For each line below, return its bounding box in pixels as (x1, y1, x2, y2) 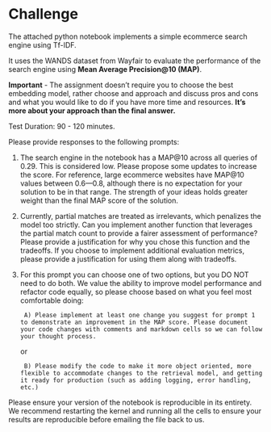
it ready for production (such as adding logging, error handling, (19, 376, 252, 384)
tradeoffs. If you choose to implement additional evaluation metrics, (19, 245, 245, 255)
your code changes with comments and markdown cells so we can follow (19, 325, 263, 333)
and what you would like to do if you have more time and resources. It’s (8, 97, 246, 107)
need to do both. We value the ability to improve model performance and (19, 278, 262, 287)
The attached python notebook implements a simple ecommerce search (8, 31, 248, 41)
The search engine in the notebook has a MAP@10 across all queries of (19, 153, 258, 162)
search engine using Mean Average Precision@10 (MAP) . (8, 64, 202, 73)
